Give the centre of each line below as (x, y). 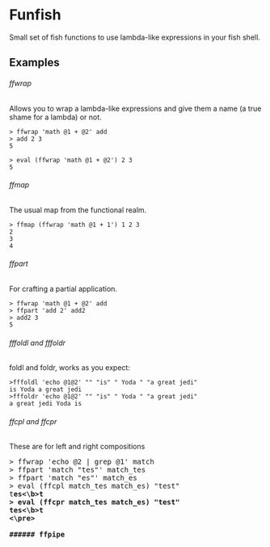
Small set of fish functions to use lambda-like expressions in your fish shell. (135, 37)
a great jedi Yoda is (46, 404)
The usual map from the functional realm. (78, 210)
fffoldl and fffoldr (38, 343)
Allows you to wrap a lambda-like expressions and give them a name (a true (135, 108)
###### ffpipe (37, 534)
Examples (34, 63)
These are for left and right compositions (77, 447)
